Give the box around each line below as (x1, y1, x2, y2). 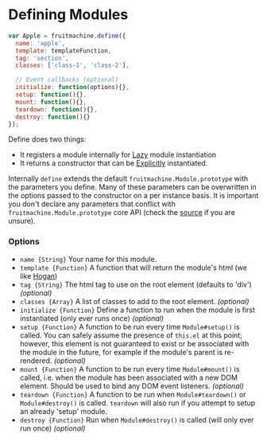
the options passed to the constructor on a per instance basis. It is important (8, 191, 259, 201)
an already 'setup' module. (19, 406, 107, 416)
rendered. (19, 356, 52, 365)
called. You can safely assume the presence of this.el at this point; (19, 330, 242, 340)
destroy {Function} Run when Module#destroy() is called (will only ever (19, 415, 254, 424)
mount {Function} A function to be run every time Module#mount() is (19, 364, 240, 373)
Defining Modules (8, 6, 129, 24)
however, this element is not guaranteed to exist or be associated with (19, 338, 250, 348)
